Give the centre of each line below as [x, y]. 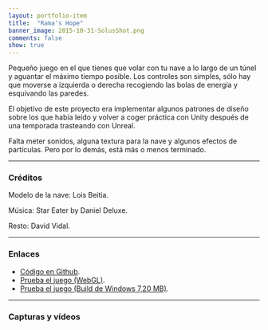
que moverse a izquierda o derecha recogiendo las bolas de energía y [123, 85]
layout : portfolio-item [48, 16]
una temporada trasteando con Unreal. [72, 126]
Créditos [25, 178]
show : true [26, 45]
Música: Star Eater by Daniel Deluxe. [68, 210]
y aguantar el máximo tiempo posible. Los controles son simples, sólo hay [130, 77]
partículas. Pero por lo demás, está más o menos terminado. [107, 150]
